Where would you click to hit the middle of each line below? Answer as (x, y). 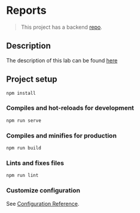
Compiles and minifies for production (61, 136)
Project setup (32, 79)
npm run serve (24, 121)
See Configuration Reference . (43, 203)
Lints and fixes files (35, 163)
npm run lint (22, 175)
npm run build (24, 148)
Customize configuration (43, 191)
